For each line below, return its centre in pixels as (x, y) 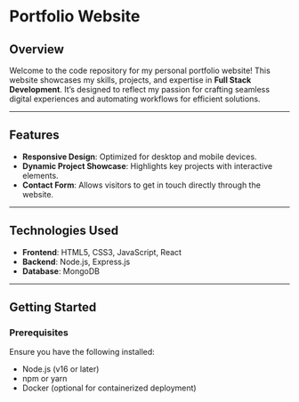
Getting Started (53, 307)
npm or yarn (44, 379)
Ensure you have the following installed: (82, 352)
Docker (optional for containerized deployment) (109, 388)
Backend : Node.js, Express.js (76, 261)
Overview (37, 49)
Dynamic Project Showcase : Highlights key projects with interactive (147, 165)
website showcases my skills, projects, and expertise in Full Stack (130, 80)
